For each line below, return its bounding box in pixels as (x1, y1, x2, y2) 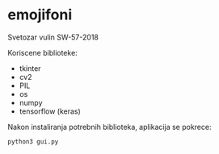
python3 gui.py (7, 137, 59, 146)
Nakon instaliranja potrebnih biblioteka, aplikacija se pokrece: (7, 122, 212, 131)
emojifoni (7, 6, 73, 24)
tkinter (19, 63, 41, 73)
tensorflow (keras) (19, 106, 82, 116)
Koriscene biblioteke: (7, 48, 78, 57)
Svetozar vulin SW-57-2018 (7, 32, 99, 42)
